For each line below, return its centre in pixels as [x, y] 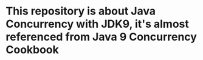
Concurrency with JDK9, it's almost [98, 24]
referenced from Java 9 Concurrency [101, 37]
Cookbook [32, 50]
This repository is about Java [81, 11]
